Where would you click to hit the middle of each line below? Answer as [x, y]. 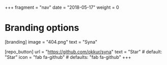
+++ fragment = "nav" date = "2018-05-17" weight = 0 [62, 7]
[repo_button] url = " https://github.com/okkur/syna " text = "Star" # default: [83, 52]
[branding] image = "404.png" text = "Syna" [51, 42]
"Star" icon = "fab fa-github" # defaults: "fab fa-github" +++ [68, 57]
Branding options [42, 28]
